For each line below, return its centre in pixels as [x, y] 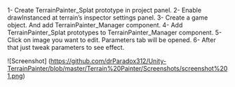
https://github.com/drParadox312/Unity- [108, 61]
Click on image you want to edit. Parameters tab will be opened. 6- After [112, 40]
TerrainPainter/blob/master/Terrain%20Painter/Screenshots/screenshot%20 [117, 68]
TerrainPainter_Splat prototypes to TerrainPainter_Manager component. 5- [115, 32]
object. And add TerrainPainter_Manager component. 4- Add [95, 25]
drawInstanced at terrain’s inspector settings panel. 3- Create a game [108, 18]
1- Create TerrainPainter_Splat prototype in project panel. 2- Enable [105, 10]
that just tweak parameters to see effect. [66, 47]
